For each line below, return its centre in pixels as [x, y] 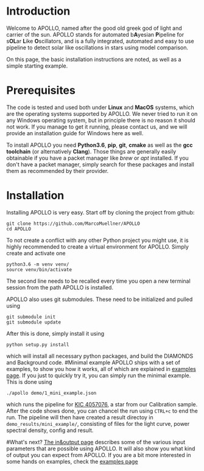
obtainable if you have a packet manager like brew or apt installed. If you [97, 158]
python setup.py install [38, 345]
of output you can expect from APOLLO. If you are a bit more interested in [99, 455]
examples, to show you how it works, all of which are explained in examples [101, 369]
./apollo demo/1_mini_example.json [51, 393]
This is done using [30, 381]
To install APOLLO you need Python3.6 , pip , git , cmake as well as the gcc [100, 145]
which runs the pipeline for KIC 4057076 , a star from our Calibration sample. [102, 404]
